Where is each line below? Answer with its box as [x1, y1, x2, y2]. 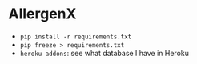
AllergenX [8, 5, 77, 23]
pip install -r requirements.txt [19, 33, 132, 41]
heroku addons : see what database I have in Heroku [19, 48, 190, 58]
